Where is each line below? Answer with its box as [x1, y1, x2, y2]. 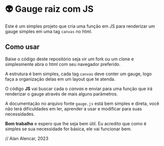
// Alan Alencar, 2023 [5, 135, 48, 141]
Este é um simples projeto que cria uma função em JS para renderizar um [5, 23, 155, 29]
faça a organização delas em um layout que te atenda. [5, 76, 116, 82]
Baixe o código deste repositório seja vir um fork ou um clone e [5, 56, 134, 62]
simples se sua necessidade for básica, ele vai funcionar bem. [5, 126, 132, 132]
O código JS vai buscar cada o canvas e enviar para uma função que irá [5, 86, 153, 92]
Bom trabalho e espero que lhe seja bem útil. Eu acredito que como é [5, 120, 147, 126]
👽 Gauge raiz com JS [5, 3, 94, 15]
